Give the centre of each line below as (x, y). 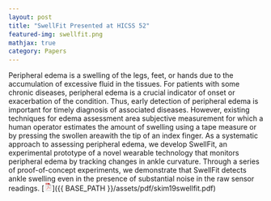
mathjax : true (32, 43)
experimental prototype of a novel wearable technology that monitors (124, 153)
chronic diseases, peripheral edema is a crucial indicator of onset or (122, 92)
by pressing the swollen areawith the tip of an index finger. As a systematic (133, 136)
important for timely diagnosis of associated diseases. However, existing (129, 110)
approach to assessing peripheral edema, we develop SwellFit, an (118, 144)
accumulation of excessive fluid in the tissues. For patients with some (124, 84)
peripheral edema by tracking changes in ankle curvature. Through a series (134, 161)
